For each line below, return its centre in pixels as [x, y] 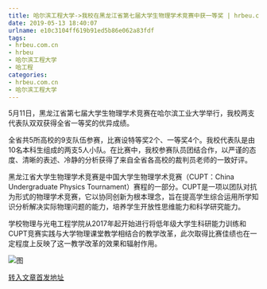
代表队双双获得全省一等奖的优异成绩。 [71, 123]
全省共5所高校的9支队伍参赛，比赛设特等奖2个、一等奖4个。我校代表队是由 [132, 140]
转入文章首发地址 [36, 277]
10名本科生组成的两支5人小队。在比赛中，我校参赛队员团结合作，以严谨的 [129, 150]
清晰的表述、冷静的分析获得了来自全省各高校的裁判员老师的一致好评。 [137, 160]
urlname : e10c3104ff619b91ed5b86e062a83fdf [81, 30]
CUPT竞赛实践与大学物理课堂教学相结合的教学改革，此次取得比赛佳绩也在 [129, 234]
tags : [17, 38]
